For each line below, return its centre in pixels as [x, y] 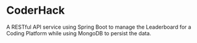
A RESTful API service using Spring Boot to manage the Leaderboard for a [99, 27]
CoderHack [35, 10]
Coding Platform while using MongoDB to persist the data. [79, 33]
